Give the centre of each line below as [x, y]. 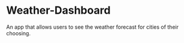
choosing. [19, 33]
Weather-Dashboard [58, 10]
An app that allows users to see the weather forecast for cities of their [92, 27]
